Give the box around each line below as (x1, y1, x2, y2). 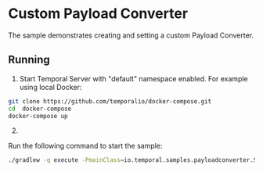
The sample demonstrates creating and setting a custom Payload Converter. (8, 30, 254, 40)
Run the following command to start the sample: (8, 142, 163, 151)
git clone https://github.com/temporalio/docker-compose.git (8, 97, 212, 106)
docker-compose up (8, 112, 68, 120)
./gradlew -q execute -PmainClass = (8, 156, 124, 164)
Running (8, 53, 51, 66)
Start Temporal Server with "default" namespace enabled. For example (19, 73, 248, 83)
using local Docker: (19, 82, 82, 91)
